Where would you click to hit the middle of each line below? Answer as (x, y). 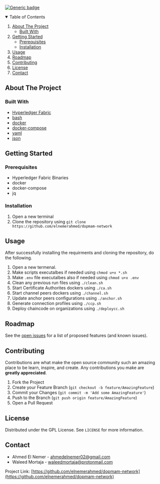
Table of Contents (27, 17)
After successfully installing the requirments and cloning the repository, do (80, 253)
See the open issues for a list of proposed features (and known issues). (76, 335)
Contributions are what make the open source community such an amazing (80, 363)
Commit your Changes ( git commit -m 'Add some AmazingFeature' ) (79, 393)
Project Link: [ (19, 471)
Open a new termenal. (34, 267)
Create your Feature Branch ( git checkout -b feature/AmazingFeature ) (83, 387)
